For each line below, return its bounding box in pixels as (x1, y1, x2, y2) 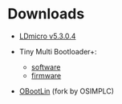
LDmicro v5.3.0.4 (18, 31, 76, 41)
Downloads (7, 5, 85, 23)
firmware (31, 70, 62, 80)
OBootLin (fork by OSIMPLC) (18, 86, 114, 96)
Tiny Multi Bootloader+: (18, 46, 97, 56)
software (31, 62, 61, 72)
